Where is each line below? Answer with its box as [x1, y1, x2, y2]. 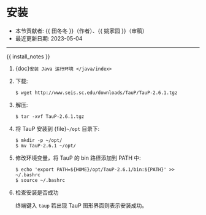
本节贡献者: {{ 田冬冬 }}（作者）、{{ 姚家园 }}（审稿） [15, 27, 148, 34]
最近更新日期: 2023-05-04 [15, 34, 83, 42]
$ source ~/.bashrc [15, 177, 66, 183]
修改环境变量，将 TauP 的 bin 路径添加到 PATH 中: [15, 154, 141, 162]
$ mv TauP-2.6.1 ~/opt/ [15, 143, 77, 149]
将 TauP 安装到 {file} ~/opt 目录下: [15, 125, 100, 132]
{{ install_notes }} [6, 53, 50, 60]
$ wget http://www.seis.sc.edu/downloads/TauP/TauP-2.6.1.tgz [15, 90, 178, 96]
